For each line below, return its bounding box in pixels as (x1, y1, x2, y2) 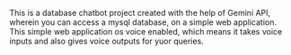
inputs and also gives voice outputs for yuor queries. (9, 35, 204, 46)
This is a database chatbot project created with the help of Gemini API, (9, 8, 271, 18)
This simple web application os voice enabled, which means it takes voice (9, 27, 283, 36)
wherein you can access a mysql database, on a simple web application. (9, 17, 277, 27)
